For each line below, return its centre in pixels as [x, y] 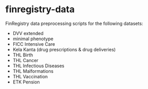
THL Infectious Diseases [39, 66]
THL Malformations [33, 71]
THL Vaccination [30, 76]
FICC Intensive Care [34, 44]
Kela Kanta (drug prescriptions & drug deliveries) [64, 49]
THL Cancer [25, 60]
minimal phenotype [33, 39]
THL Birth [23, 55]
